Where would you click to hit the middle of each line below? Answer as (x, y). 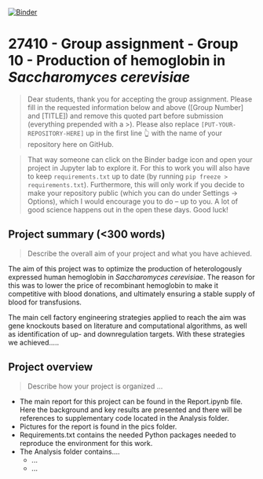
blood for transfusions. (45, 302)
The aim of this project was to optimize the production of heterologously (125, 268)
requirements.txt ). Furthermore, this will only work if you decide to (136, 184)
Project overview (51, 367)
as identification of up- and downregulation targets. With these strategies (127, 333)
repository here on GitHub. (70, 144)
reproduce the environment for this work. (86, 443)
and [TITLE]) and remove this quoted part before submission (125, 116)
